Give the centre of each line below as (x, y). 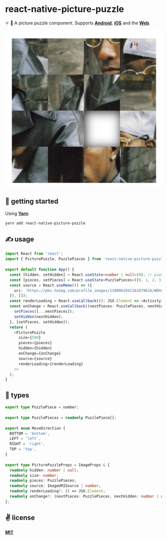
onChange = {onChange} (40, 354)
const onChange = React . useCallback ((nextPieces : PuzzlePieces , (78, 306)
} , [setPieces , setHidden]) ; (40, 322)
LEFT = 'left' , (25, 439)
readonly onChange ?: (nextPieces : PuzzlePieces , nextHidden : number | (84, 496)
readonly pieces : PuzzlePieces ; (43, 481)
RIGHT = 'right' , (28, 444)
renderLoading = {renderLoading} (51, 364)
